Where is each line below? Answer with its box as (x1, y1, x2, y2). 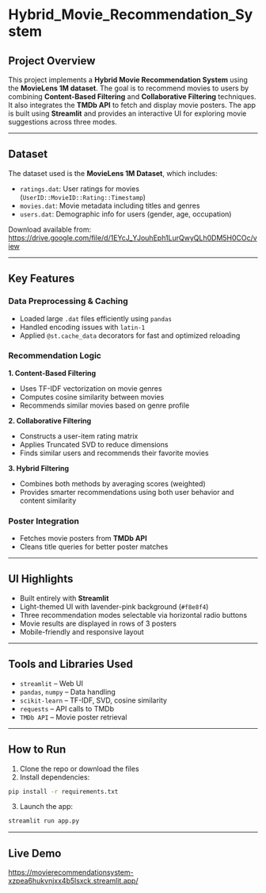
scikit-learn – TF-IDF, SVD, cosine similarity (19, 696, 168, 705)
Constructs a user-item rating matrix (19, 431, 139, 441)
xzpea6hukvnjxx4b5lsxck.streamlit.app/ (8, 876, 139, 886)
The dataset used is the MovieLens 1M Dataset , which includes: (8, 168, 218, 178)
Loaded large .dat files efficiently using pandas (19, 313, 173, 323)
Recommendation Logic (8, 351, 101, 362)
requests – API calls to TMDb (19, 703, 115, 713)
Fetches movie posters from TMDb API (19, 534, 148, 543)
